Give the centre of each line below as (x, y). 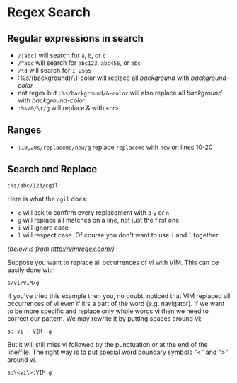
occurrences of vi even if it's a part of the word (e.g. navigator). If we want (116, 303)
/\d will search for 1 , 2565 (54, 70)
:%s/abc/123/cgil (33, 185)
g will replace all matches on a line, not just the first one (98, 220)
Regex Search (49, 12)
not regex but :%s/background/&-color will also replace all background (120, 93)
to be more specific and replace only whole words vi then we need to (108, 311)
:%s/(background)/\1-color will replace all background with (103, 78)
